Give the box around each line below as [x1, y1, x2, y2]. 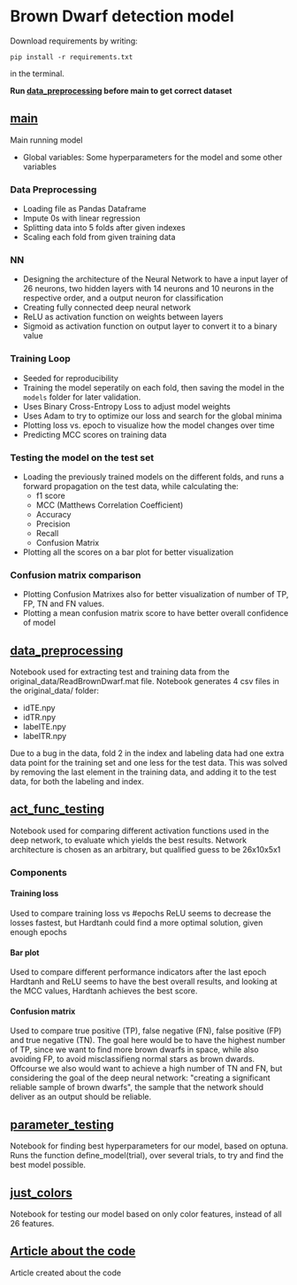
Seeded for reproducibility [22, 372, 118, 383]
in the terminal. [10, 68, 65, 79]
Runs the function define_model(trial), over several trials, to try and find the [10, 1150, 284, 1161]
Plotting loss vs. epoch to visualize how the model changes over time [22, 419, 275, 431]
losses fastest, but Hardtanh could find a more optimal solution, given [10, 917, 263, 928]
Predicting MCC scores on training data [22, 429, 167, 440]
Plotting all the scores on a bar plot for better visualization [22, 547, 234, 557]
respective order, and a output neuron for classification [22, 292, 224, 303]
